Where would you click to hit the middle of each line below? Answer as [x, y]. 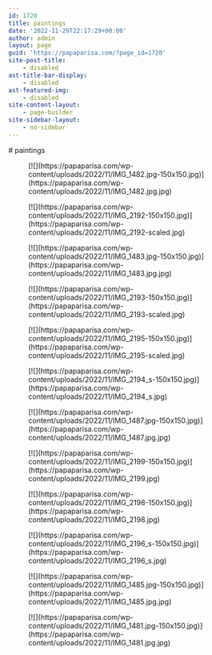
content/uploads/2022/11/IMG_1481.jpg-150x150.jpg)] [116, 625]
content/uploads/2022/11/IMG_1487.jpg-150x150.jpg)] [116, 420]
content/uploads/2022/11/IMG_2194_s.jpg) [98, 396]
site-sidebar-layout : [44, 120]
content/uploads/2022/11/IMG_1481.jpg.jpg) [99, 642]
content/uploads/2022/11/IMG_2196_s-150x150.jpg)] [114, 543]
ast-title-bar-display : [48, 75]
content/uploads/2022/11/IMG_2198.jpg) [94, 519]
